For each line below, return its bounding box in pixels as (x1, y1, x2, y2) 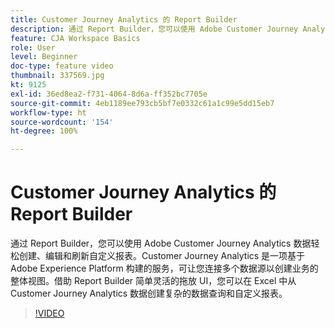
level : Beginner (10, 52, 78, 62)
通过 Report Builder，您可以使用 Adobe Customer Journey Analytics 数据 (10, 237, 312, 250)
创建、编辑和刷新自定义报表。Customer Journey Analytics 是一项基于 (18, 250, 306, 262)
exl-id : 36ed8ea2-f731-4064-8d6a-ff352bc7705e (10, 89, 208, 99)
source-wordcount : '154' (10, 117, 114, 127)
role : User (10, 42, 56, 53)
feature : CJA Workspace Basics (10, 33, 141, 43)
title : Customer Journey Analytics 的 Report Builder (10, 14, 238, 25)
